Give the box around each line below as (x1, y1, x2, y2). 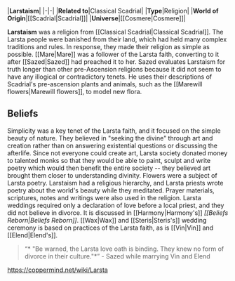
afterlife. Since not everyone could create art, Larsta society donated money (7, 148, 228, 157)
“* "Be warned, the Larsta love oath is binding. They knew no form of (24, 244, 224, 253)
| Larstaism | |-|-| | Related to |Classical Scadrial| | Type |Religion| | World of (7, 7, 219, 15)
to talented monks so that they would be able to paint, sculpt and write (7, 156, 211, 164)
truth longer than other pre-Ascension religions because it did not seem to (7, 65, 222, 73)
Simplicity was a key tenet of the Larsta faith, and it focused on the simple (7, 126, 221, 135)
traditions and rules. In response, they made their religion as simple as (7, 43, 210, 51)
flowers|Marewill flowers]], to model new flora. (7, 88, 142, 96)
